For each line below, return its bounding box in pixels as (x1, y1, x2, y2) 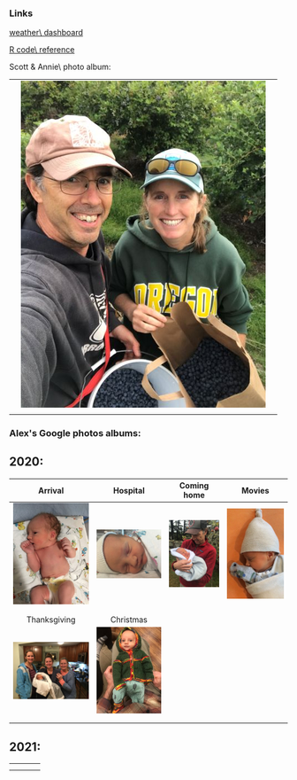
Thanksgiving (26, 614, 76, 625)
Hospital (113, 485, 145, 495)
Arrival (38, 485, 65, 495)
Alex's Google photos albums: (9, 426, 141, 439)
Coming (179, 480, 209, 491)
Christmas (110, 614, 148, 625)
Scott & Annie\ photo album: (9, 61, 111, 73)
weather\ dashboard (9, 27, 84, 38)
